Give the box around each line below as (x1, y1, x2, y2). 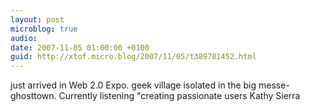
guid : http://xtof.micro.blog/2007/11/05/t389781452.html (10, 52, 257, 62)
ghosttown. (10, 90, 57, 102)
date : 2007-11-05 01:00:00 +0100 (10, 42, 150, 53)
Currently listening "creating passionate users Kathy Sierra (58, 90, 301, 102)
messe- (258, 79, 290, 91)
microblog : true (10, 24, 78, 34)
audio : (10, 33, 38, 43)
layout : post (10, 14, 65, 25)
